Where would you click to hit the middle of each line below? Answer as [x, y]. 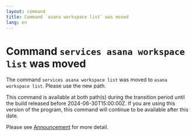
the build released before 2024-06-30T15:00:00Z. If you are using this [91, 103]
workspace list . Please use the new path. [56, 86]
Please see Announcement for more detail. [57, 127]
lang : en [17, 22]
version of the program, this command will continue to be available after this [97, 110]
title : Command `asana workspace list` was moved [68, 17]
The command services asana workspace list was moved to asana [87, 80]
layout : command [26, 11]
